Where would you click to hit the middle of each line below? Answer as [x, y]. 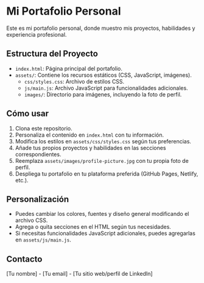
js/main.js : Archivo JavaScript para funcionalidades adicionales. [106, 88]
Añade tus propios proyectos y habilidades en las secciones [90, 148]
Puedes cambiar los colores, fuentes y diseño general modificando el [102, 214]
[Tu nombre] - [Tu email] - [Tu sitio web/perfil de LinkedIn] [80, 274]
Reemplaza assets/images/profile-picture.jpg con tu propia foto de [102, 160]
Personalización [38, 199]
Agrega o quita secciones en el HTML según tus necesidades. [93, 227]
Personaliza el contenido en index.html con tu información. [90, 135]
